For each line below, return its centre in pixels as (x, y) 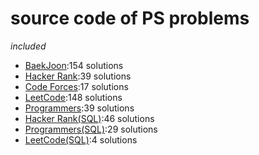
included (28, 46)
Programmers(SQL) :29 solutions (91, 129)
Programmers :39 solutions (79, 108)
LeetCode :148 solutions (73, 97)
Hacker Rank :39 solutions (78, 76)
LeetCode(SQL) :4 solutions (81, 139)
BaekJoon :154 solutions (74, 65)
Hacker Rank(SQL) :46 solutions (89, 118)
